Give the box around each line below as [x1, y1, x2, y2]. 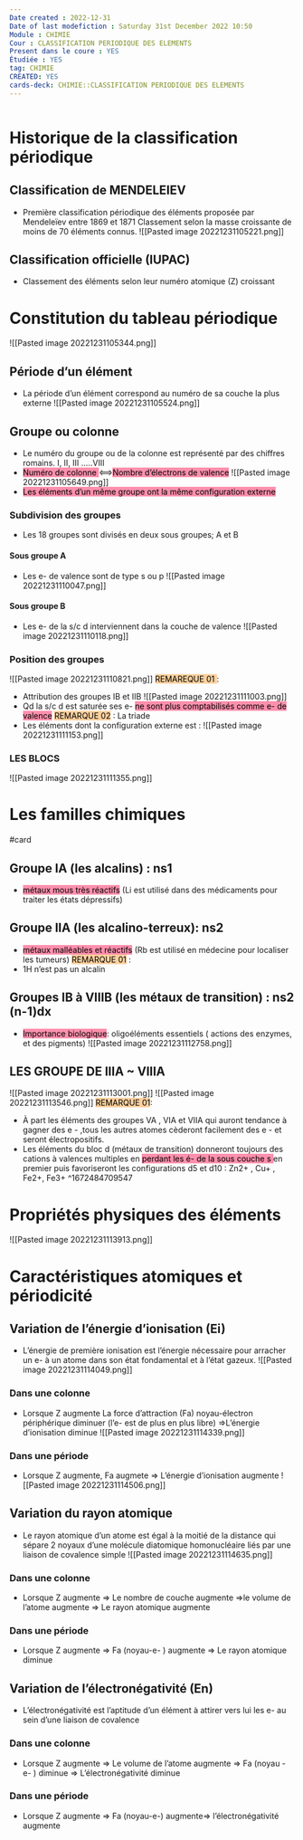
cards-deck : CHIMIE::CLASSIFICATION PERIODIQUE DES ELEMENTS [9, 81, 245, 90]
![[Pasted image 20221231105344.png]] [9, 338, 156, 348]
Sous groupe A [9, 549, 67, 561]
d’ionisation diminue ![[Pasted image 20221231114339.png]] [22, 1426, 246, 1437]
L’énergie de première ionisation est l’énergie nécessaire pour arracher [22, 1345, 287, 1356]
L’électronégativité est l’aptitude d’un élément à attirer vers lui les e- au [22, 1705, 287, 1716]
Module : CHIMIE [9, 30, 71, 39]
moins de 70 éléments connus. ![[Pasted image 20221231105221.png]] [22, 225, 285, 236]
